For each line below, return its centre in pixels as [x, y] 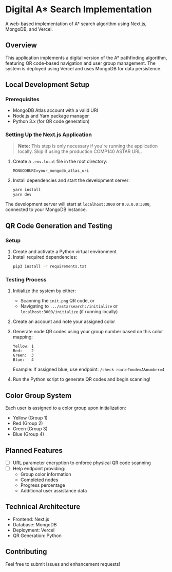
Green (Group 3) [30, 429]
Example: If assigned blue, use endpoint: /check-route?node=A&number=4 [89, 369]
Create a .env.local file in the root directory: [60, 161]
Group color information [46, 474]
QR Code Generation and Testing [59, 226]
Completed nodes [39, 480]
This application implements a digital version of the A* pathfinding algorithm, [86, 58]
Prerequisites [22, 100]
